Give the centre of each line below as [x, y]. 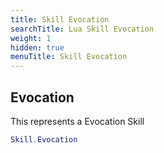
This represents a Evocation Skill [77, 121]
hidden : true [37, 47]
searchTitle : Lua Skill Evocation [82, 29]
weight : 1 [31, 38]
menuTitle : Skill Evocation [69, 57]
